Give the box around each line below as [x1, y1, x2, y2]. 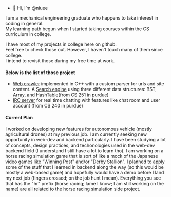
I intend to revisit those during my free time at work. [5, 58, 115, 64]
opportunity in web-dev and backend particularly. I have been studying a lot [5, 137, 166, 143]
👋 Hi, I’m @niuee [12, 5, 48, 11]
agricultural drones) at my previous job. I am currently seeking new [5, 131, 147, 137]
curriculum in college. [5, 31, 51, 37]
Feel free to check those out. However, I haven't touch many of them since [5, 47, 163, 52]
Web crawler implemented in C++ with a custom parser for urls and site [12, 81, 164, 87]
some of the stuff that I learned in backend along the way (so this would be [5, 164, 164, 170]
